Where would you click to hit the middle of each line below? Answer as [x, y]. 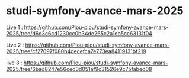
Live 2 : [15, 45]
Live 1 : [15, 27]
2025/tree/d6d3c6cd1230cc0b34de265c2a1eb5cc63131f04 [79, 33]
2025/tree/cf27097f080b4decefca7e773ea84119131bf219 [76, 51]
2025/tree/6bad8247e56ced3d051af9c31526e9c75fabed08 [79, 69]
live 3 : [14, 63]
